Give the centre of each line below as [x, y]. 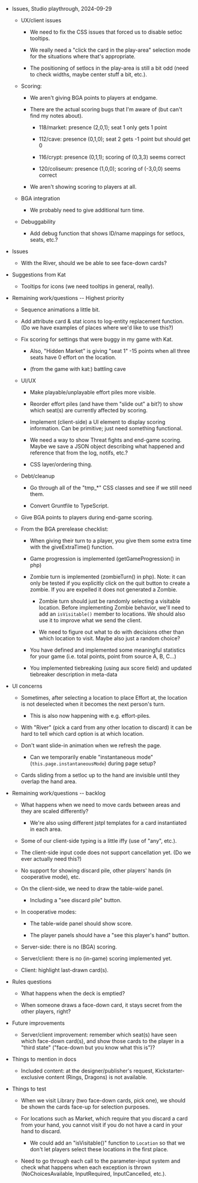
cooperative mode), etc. [50, 877]
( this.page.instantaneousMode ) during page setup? [93, 763]
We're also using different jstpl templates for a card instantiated [108, 823]
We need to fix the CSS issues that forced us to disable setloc [106, 32]
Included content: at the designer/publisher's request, [87, 1071]
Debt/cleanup [38, 476]
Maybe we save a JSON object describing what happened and [107, 446]
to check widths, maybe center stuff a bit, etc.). [88, 74]
